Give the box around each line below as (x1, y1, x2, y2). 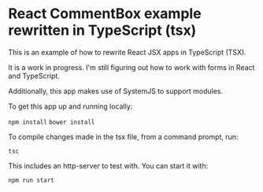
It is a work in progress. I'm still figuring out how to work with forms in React (8, 62, 255, 72)
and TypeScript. (8, 71, 61, 80)
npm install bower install (8, 118, 95, 126)
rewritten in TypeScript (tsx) (8, 21, 197, 39)
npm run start (8, 176, 55, 184)
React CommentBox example (8, 5, 202, 23)
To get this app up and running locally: (8, 102, 133, 111)
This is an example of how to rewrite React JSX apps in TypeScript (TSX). (8, 47, 246, 57)
